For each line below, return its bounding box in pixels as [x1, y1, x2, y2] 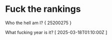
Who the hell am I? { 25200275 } [5, 20, 72, 26]
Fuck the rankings [5, 3, 81, 15]
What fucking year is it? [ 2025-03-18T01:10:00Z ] [5, 29, 108, 35]
